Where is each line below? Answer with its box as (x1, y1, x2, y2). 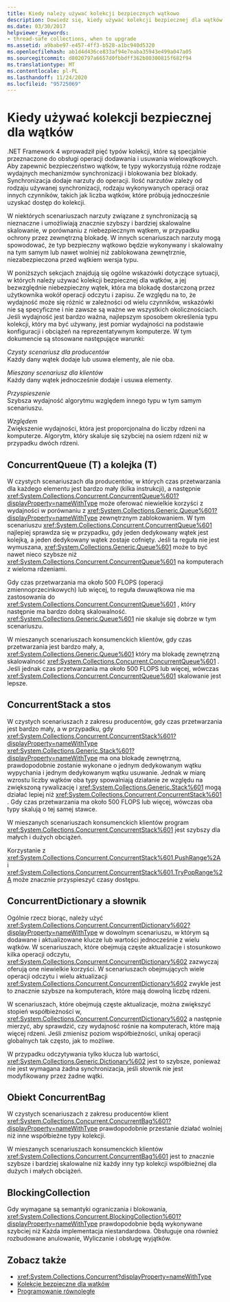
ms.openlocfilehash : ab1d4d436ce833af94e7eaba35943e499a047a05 (7, 49, 192, 56)
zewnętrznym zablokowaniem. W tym (99, 514, 206, 522)
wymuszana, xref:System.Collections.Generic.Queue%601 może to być (7, 543, 208, 551)
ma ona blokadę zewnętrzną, (99, 753, 181, 762)
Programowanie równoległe (16, 1287, 95, 1296)
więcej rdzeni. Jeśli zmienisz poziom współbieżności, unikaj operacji (7, 1029, 201, 1037)
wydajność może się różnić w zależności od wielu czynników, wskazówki (7, 298, 214, 307)
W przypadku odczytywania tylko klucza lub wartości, (7, 1050, 160, 1058)
